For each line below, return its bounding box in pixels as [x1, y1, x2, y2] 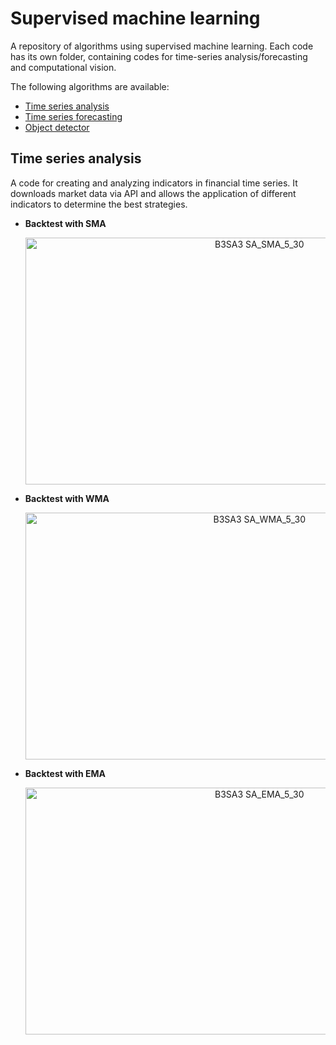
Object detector [24, 121, 90, 133]
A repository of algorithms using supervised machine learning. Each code [10, 40, 314, 52]
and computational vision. [10, 61, 117, 73]
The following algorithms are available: [10, 80, 170, 92]
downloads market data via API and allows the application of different [10, 187, 297, 199]
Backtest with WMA [24, 492, 110, 504]
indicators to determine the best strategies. [10, 198, 188, 210]
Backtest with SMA [24, 217, 107, 229]
